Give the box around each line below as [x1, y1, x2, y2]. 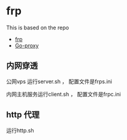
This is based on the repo [6, 24, 69, 31]
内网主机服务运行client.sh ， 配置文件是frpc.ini [6, 90, 121, 98]
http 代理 [6, 109, 40, 120]
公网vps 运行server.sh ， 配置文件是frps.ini [6, 78, 113, 85]
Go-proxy [14, 42, 39, 49]
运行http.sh [6, 127, 34, 134]
